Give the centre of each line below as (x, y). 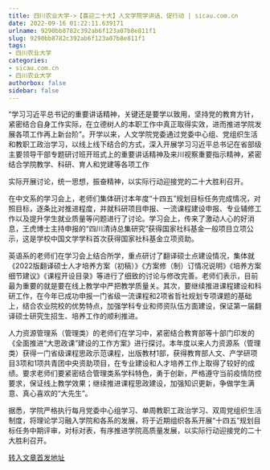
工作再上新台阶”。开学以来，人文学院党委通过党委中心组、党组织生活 (144, 134)
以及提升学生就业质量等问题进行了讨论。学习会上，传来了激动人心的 (128, 219)
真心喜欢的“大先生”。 (57, 394)
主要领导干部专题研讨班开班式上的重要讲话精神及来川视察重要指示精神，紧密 (135, 154)
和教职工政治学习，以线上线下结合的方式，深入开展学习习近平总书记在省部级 (135, 145)
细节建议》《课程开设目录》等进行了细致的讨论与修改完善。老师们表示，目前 (133, 276)
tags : (17, 46)
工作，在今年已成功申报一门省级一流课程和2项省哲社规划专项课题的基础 (133, 296)
